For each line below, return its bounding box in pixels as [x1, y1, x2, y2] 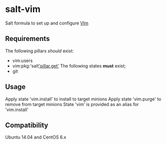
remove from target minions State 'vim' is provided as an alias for [5, 101, 139, 107]
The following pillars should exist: [5, 47, 74, 53]
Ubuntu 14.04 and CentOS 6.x [5, 134, 66, 140]
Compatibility [5, 121, 48, 129]
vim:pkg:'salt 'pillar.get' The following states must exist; [12, 62, 126, 68]
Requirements [5, 34, 50, 43]
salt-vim [5, 3, 41, 15]
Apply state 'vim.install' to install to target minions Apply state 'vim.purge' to [5, 96, 162, 102]
